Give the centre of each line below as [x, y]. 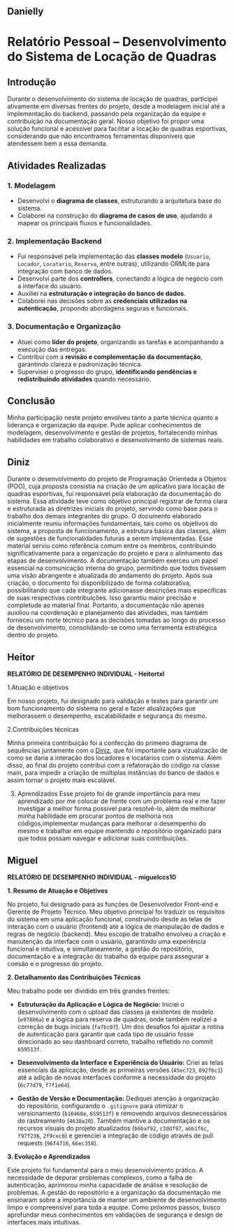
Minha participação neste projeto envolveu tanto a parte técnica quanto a [113, 418]
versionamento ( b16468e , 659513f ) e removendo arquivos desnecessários [122, 1113]
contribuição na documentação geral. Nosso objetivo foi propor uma [106, 121]
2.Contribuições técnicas [43, 730]
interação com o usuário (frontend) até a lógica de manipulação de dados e [116, 926]
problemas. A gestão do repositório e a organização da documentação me [114, 1192]
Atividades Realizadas [57, 165]
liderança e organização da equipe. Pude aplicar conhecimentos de [104, 425]
